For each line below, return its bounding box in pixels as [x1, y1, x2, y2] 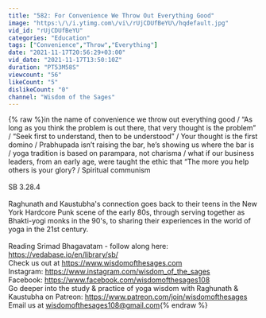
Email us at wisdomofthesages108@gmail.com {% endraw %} [8, 301, 209, 310]
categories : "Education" [8, 33, 91, 42]
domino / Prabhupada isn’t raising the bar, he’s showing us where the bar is [8, 140, 255, 149]
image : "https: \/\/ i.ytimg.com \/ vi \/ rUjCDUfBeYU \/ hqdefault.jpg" [8, 19, 229, 27]
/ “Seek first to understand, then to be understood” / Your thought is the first [8, 132, 258, 142]
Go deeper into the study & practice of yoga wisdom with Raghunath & [8, 284, 239, 293]
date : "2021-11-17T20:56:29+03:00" [8, 48, 126, 56]
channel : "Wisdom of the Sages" [8, 93, 115, 101]
